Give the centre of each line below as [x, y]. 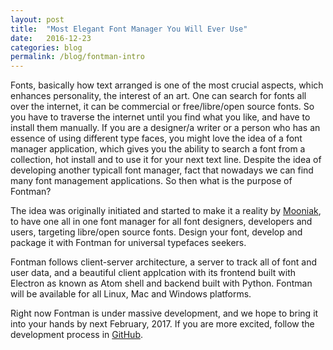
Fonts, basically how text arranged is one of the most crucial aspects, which [167, 85]
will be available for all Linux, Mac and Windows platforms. [131, 294]
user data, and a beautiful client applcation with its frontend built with [153, 273]
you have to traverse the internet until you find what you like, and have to [160, 117]
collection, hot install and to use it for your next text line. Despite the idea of [166, 160]
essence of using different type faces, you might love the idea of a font [156, 138]
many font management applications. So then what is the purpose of [151, 181]
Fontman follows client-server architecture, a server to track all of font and [163, 262]
